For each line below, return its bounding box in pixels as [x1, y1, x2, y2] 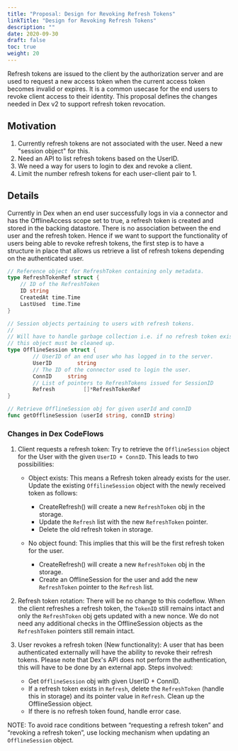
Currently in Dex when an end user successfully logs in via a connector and [7, 209, 228, 217]
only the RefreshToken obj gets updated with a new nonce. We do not [17, 612, 220, 620]
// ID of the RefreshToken [20, 281, 100, 288]
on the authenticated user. [7, 253, 84, 263]
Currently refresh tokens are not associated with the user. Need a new [17, 139, 223, 148]
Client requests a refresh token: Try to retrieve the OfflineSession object [17, 445, 230, 454]
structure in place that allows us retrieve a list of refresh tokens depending [7, 246, 225, 255]
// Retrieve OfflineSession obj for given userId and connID [7, 405, 192, 412]
